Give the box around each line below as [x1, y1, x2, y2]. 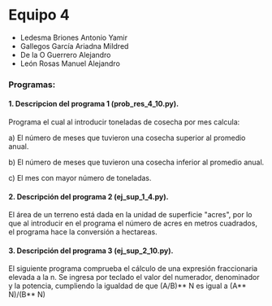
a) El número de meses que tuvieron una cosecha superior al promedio [8, 133, 246, 143]
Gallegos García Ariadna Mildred [19, 41, 129, 50]
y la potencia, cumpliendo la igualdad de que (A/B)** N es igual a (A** [8, 281, 247, 291]
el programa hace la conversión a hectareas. [8, 227, 158, 237]
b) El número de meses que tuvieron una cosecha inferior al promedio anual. [8, 157, 265, 168]
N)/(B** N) [8, 290, 46, 299]
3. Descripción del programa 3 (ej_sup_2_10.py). [8, 246, 174, 256]
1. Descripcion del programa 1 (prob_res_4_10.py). [8, 99, 179, 109]
